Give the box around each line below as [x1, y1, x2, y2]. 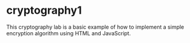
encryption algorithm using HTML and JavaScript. [6, 29, 131, 36]
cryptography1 [6, 4, 82, 17]
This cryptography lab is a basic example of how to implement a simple [6, 23, 185, 30]
